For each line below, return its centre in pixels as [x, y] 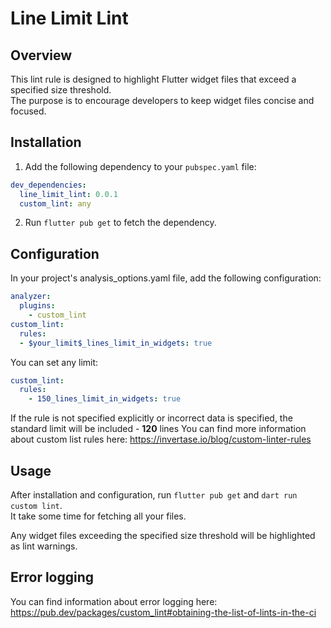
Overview [41, 55]
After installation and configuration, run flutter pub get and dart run [154, 494]
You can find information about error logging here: [114, 601]
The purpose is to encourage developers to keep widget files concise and [162, 100]
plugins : [37, 306]
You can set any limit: [54, 362]
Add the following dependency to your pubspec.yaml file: [140, 166]
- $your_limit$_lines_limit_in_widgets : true [116, 343]
